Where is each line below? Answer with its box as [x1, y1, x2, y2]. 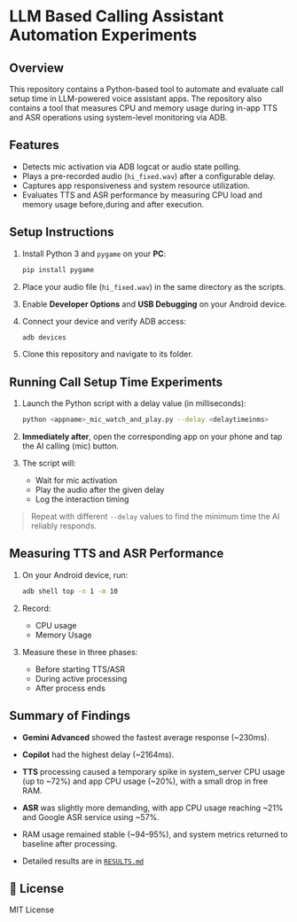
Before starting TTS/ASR [35, 663, 126, 675]
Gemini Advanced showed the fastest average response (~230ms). [21, 731, 270, 742]
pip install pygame [21, 265, 95, 274]
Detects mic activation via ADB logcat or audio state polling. [21, 161, 241, 172]
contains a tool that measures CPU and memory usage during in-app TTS [9, 103, 277, 113]
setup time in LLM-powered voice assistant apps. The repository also [9, 93, 262, 104]
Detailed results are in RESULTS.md [21, 856, 145, 866]
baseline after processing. [21, 838, 118, 848]
